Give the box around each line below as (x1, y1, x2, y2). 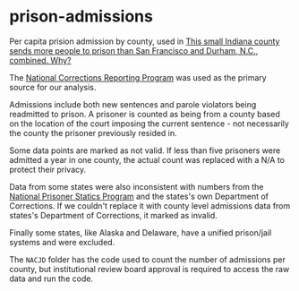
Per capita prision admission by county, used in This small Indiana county (9, 36, 280, 47)
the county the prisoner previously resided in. (9, 127, 177, 138)
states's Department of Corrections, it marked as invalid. (9, 210, 218, 220)
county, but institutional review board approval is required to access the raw (9, 263, 290, 274)
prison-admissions (9, 6, 154, 27)
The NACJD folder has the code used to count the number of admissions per (9, 253, 286, 265)
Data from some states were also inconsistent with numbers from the (9, 181, 264, 192)
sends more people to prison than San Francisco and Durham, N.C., (9, 45, 259, 56)
